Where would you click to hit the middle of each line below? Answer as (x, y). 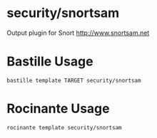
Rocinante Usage (58, 109)
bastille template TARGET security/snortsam (74, 80)
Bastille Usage (50, 62)
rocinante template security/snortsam (64, 127)
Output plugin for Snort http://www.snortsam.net (78, 33)
